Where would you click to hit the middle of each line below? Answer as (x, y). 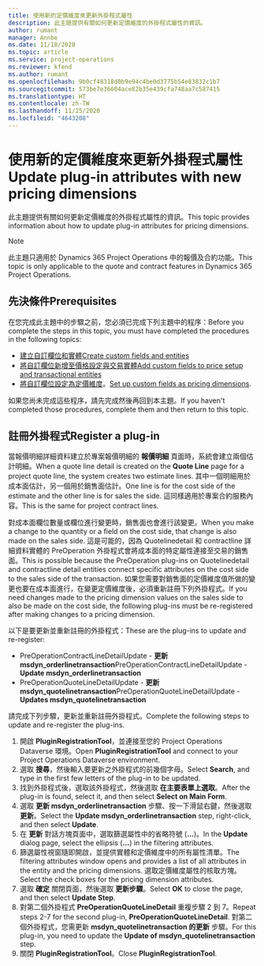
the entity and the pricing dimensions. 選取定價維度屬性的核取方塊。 (130, 870)
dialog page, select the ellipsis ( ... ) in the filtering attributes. (117, 843)
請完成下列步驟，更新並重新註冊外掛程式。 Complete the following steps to (129, 716)
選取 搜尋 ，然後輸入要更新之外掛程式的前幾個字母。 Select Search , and (134, 769)
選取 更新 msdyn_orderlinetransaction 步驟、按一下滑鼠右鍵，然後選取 (136, 806)
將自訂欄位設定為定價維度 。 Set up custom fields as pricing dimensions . (136, 383)
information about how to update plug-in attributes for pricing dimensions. (128, 225)
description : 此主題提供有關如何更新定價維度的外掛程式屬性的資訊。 (108, 23)
